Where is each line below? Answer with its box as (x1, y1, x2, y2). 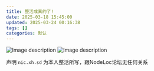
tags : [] (6, 25, 28, 31)
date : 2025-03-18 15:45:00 (6, 14, 73, 20)
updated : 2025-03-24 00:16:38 (6, 19, 81, 25)
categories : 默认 (6, 31, 47, 36)
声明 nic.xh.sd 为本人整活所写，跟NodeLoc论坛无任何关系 (6, 59, 149, 66)
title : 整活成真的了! (6, 8, 54, 15)
